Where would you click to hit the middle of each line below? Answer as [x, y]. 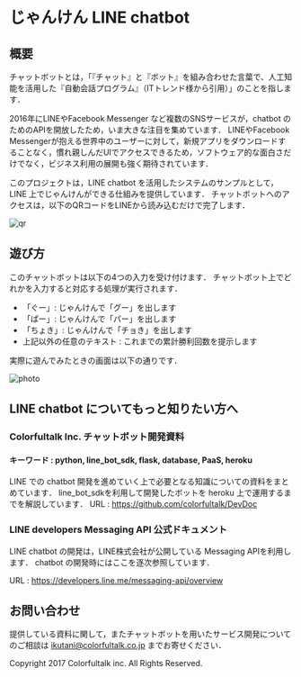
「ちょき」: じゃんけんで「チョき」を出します [107, 329]
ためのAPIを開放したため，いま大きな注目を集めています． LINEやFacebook [150, 130]
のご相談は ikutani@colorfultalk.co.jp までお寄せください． [118, 645]
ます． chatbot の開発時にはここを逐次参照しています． [112, 562]
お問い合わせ [45, 611]
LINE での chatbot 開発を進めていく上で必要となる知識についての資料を [142, 482]
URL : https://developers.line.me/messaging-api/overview [116, 580]
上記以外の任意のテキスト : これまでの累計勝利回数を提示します [140, 341]
